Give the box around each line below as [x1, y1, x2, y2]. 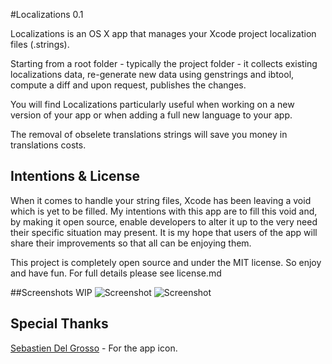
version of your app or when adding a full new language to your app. [10, 109, 293, 121]
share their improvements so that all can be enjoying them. [10, 237, 252, 249]
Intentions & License [10, 168, 140, 185]
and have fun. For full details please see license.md [10, 267, 222, 279]
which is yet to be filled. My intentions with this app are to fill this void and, [10, 205, 318, 217]
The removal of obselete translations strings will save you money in [10, 129, 288, 140]
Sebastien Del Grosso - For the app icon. [10, 342, 178, 354]
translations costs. [10, 139, 87, 151]
